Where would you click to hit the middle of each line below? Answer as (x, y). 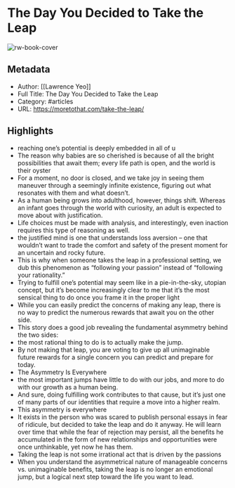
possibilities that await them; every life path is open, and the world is (116, 162)
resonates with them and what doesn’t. (74, 193)
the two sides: (38, 335)
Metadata (29, 69)
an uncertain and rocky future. (61, 252)
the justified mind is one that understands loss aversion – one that (113, 238)
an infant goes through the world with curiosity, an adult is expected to (120, 207)
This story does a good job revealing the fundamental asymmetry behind (122, 327)
